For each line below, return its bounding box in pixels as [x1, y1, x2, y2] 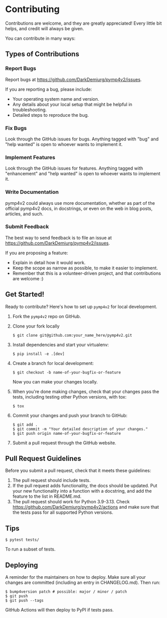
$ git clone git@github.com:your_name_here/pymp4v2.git [12, 333, 132, 338]
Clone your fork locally [12, 323, 60, 329]
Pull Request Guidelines [5, 454, 81, 463]
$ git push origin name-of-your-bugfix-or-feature [12, 431, 121, 436]
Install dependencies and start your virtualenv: [12, 341, 109, 348]
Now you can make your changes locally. [12, 378, 98, 384]
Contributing [5, 4, 60, 15]
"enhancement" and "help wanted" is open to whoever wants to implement [5, 171, 160, 177]
